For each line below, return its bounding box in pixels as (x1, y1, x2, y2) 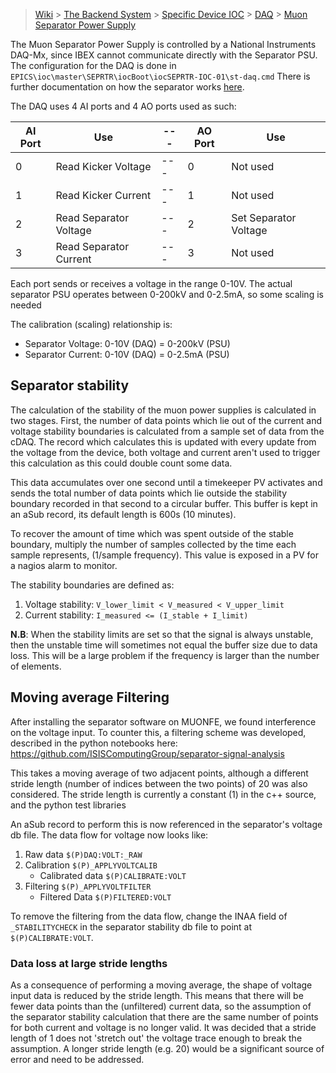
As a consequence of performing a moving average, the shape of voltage (10, 979, 313, 991)
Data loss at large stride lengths (10, 956, 168, 970)
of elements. (10, 660, 62, 672)
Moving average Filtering (10, 689, 170, 706)
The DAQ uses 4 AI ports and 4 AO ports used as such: (10, 100, 237, 112)
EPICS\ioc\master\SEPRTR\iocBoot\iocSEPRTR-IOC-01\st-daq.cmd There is (10, 70, 311, 82)
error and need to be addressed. (10, 1053, 145, 1065)
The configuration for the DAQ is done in (10, 60, 177, 71)
